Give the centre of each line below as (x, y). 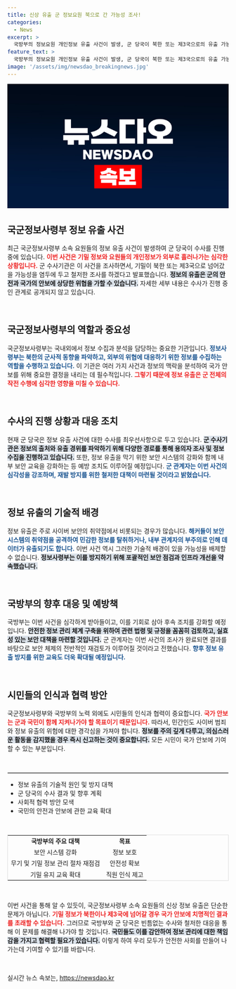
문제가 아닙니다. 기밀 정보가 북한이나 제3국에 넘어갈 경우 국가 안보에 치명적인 (111, 914)
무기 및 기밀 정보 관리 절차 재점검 (55, 863)
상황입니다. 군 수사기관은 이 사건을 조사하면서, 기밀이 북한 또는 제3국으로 (107, 266)
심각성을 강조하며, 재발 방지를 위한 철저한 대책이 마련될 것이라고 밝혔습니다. (109, 474)
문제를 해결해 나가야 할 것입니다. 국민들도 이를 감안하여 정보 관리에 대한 (119, 932)
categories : (25, 22)
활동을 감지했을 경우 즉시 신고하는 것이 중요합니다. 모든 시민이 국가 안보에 (114, 740)
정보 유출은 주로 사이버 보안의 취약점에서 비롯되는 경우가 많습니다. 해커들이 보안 (116, 531)
